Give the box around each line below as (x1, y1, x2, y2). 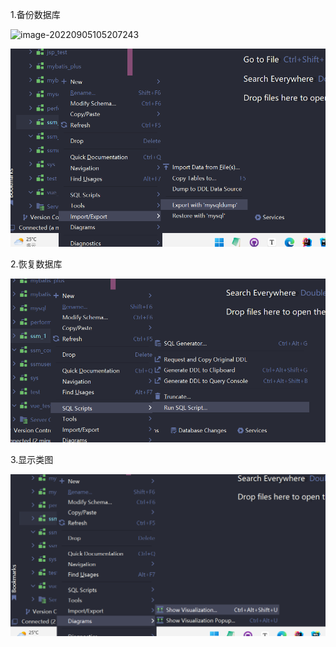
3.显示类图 (10, 454, 54, 466)
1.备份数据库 (10, 9, 61, 20)
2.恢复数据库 (10, 258, 63, 270)
